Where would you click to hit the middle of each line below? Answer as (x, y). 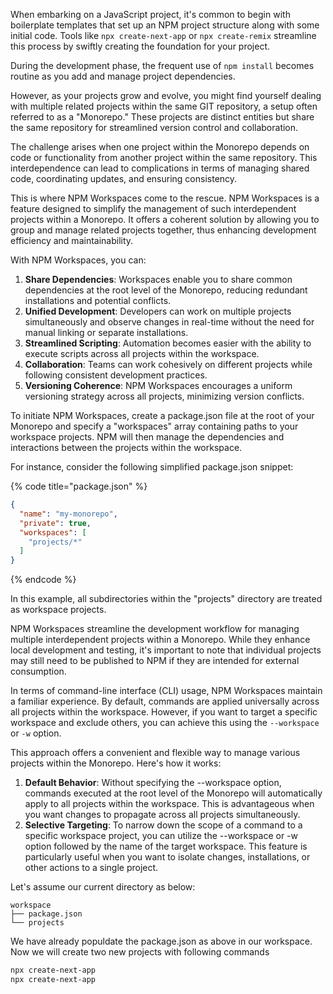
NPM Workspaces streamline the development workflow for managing (155, 629)
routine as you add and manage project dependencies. (123, 76)
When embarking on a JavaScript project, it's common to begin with (150, 14)
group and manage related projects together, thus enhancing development (163, 230)
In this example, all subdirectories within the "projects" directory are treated (166, 599)
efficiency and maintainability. (72, 240)
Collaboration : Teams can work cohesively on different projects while (168, 364)
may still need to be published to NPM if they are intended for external (155, 661)
